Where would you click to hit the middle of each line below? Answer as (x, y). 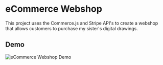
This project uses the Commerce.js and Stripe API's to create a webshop (82, 23)
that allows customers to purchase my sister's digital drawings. (72, 28)
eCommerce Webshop (54, 9)
